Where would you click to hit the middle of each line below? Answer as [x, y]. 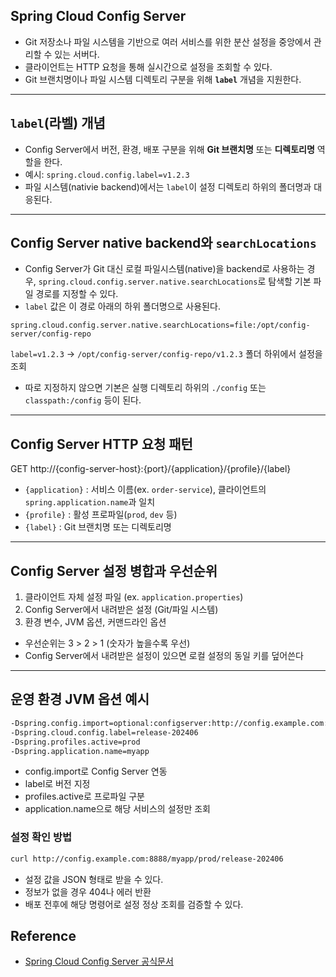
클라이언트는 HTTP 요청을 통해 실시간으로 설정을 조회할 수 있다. [148, 66]
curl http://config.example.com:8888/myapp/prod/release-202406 [147, 859]
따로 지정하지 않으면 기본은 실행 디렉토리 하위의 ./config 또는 [145, 388]
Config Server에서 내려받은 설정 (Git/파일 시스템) [121, 610]
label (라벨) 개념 [58, 123]
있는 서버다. [77, 54]
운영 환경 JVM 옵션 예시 [80, 699]
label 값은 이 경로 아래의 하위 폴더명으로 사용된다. [122, 306]
